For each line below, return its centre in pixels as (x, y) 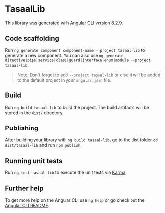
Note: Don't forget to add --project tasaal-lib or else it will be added (89, 75)
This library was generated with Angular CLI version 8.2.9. (64, 23)
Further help (25, 188)
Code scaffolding (32, 38)
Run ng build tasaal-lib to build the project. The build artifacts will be (77, 107)
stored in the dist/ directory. (34, 113)
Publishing (22, 128)
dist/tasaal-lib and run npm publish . (44, 145)
